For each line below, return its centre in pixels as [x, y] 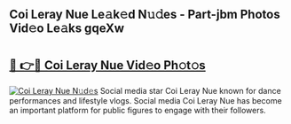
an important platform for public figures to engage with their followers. [138, 110]
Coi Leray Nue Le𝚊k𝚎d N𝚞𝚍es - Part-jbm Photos [145, 15]
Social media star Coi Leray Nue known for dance [190, 91]
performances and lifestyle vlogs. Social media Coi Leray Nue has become [145, 101]
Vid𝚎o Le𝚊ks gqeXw [67, 29]
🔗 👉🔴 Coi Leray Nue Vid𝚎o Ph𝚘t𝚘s [107, 65]
